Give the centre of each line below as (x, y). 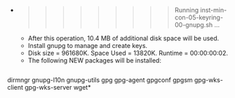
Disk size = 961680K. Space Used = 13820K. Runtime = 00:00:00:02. (128, 53)
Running (187, 10)
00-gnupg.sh (194, 25)
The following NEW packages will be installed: (94, 60)
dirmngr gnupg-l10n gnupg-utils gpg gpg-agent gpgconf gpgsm (100, 80)
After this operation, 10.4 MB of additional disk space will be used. (123, 38)
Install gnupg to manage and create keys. (88, 46)
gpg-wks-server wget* (58, 87)
